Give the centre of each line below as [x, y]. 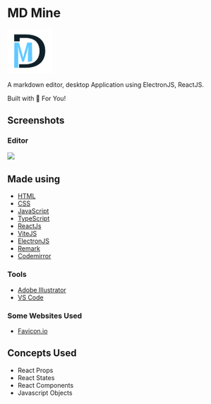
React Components [46, 385]
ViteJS [27, 234]
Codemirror [34, 256]
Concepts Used [42, 353]
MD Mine [34, 13]
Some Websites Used [45, 316]
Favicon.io [32, 331]
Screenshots [36, 120]
